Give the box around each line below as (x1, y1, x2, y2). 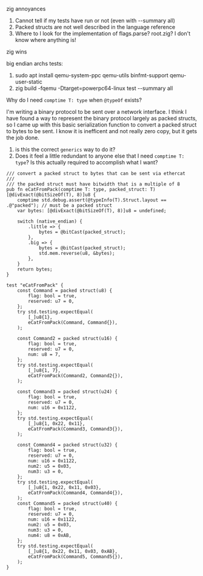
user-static (15, 78, 42, 85)
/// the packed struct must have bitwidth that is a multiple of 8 (6, 181, 181, 187)
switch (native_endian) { (17, 218, 83, 224)
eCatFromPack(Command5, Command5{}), (28, 553, 123, 560)
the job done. (6, 134, 39, 141)
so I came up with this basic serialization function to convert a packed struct (6, 121, 197, 128)
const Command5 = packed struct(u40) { (17, 501, 118, 507)
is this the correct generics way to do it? (15, 146, 116, 153)
